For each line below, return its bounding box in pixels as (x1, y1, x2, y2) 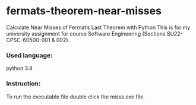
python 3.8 (6, 65, 33, 72)
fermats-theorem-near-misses (6, 4, 162, 18)
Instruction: (6, 79, 41, 88)
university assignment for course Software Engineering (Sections (6, 30, 166, 37)
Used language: (6, 51, 53, 59)
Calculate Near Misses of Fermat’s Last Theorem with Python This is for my (6, 24, 191, 31)
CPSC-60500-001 (6, 36, 50, 43)
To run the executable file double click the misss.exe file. (6, 93, 146, 100)
